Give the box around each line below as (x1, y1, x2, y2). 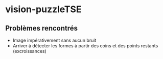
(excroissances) (12, 48, 47, 54)
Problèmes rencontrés (5, 24, 78, 33)
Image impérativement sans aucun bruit (12, 37, 97, 43)
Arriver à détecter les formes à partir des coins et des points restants (12, 43, 158, 49)
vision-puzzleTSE (5, 4, 82, 15)
